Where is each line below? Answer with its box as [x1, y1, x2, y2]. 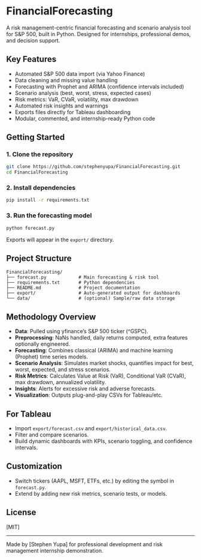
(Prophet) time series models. [14, 353, 89, 361]
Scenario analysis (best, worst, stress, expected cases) [14, 89, 151, 97]
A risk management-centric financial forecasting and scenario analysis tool [6, 24, 191, 31]
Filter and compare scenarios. [14, 431, 89, 438]
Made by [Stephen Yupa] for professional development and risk [6, 540, 163, 547]
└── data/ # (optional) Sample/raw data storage [6, 295, 175, 301]
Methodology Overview [6, 312, 96, 322]
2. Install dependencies [6, 184, 76, 192]
